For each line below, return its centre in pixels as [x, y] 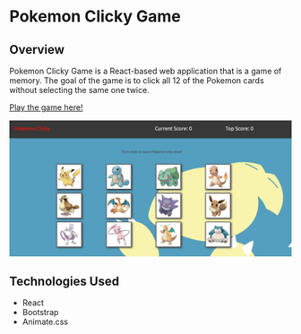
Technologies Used [64, 282]
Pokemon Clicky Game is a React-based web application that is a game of [146, 71]
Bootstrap [40, 313]
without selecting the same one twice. [79, 90]
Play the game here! [46, 107]
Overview [37, 50]
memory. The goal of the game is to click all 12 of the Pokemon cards [137, 81]
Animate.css [45, 322]
